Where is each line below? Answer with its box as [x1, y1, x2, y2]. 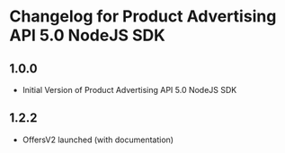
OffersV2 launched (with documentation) [22, 134, 174, 145]
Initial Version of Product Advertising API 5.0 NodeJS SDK [22, 85, 237, 95]
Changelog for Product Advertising [9, 6, 277, 27]
